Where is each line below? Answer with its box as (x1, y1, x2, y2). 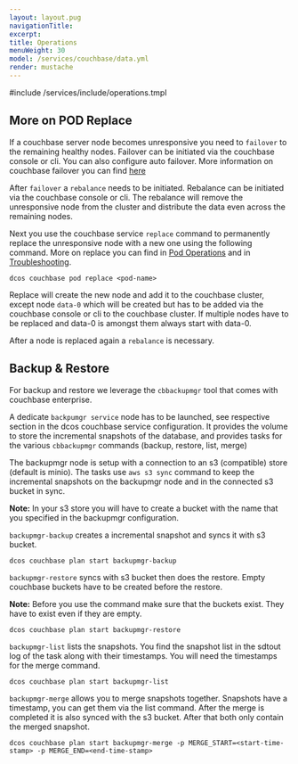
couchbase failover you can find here (9, 165, 147, 176)
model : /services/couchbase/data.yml (9, 54, 149, 63)
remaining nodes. (9, 210, 73, 221)
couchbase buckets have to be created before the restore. (9, 581, 223, 592)
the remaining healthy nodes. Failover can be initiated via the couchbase (9, 146, 275, 157)
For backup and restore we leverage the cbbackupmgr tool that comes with (9, 384, 278, 395)
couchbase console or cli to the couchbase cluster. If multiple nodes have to (9, 308, 289, 319)
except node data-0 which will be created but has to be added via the (9, 299, 264, 309)
